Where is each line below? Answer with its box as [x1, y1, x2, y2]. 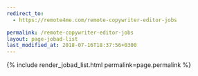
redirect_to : [6, 10, 44, 17]
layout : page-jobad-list [6, 35, 78, 42]
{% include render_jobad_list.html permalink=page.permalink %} [6, 61, 192, 69]
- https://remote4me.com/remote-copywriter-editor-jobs [12, 17, 177, 23]
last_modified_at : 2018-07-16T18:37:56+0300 [6, 42, 137, 49]
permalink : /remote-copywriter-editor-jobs [6, 29, 134, 36]
